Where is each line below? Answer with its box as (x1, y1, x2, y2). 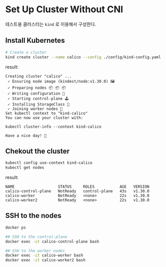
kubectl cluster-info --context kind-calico (5, 124, 102, 129)
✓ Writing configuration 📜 (7, 91, 65, 96)
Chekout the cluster (5, 147, 70, 155)
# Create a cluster (5, 50, 47, 55)
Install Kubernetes (5, 36, 65, 45)
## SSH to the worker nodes (5, 248, 65, 253)
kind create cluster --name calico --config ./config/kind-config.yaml (5, 55, 161, 60)
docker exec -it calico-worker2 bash (5, 258, 86, 263)
